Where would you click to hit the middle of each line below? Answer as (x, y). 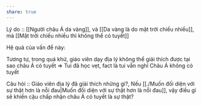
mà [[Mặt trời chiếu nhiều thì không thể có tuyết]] (68, 35)
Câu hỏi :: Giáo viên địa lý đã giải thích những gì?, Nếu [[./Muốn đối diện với (101, 84)
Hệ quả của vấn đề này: (36, 47)
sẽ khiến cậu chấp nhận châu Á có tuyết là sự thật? (70, 96)
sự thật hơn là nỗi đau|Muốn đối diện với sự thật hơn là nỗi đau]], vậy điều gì (101, 90)
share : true (21, 12)
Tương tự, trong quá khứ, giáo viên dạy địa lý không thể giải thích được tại (98, 59)
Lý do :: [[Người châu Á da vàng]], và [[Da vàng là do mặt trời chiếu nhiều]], (100, 29)
